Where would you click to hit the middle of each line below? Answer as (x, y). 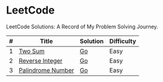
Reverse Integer (41, 61)
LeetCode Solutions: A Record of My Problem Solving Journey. (82, 27)
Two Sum (32, 51)
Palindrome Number (46, 70)
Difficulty (123, 41)
